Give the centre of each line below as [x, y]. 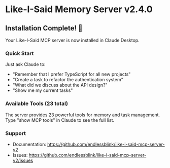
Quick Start [20, 53]
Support [16, 133]
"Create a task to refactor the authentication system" [68, 80]
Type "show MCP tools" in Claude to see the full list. [60, 120]
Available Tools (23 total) [37, 104]
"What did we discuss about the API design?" [60, 85]
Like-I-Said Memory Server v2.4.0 [79, 9]
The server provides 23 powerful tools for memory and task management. [83, 115]
